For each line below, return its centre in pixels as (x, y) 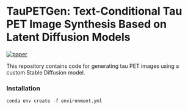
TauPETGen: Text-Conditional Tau (94, 11)
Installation (23, 88)
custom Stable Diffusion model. (46, 72)
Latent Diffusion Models (68, 37)
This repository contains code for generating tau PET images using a (93, 66)
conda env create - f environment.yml (54, 101)
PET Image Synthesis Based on (86, 24)
